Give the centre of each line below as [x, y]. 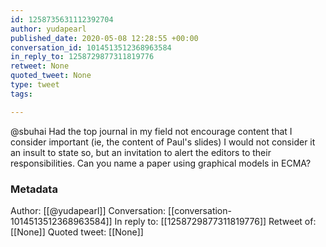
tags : [21, 94]
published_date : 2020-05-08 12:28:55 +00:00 [104, 38]
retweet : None [40, 66]
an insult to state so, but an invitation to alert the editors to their [141, 152]
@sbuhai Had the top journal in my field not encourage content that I [151, 131]
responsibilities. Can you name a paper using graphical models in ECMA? [161, 163]
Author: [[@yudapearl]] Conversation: [88, 210]
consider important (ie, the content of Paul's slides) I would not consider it [163, 142]
